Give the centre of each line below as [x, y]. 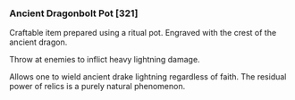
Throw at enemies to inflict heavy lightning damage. [105, 60]
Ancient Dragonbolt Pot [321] [74, 13]
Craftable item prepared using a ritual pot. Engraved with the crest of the [143, 33]
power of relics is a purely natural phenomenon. [97, 87]
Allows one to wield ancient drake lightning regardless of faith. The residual [148, 77]
